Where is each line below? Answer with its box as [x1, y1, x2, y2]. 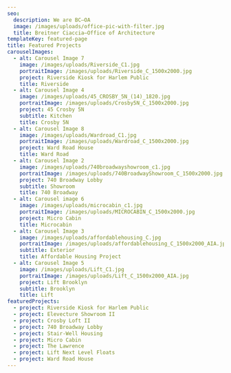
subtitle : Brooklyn [19, 285, 76, 292]
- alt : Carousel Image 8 [13, 125, 85, 132]
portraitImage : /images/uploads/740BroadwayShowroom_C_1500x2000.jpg [19, 170, 223, 177]
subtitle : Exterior [19, 247, 76, 254]
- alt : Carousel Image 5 [13, 259, 85, 266]
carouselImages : [7, 49, 54, 56]
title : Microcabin [19, 221, 72, 228]
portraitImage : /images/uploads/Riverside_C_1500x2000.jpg [19, 67, 192, 74]
